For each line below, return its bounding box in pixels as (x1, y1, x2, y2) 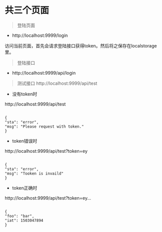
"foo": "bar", (5, 213, 35, 218)
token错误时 (12, 138, 37, 144)
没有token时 (12, 91, 37, 97)
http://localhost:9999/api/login (12, 70, 76, 76)
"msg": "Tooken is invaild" (5, 171, 64, 176)
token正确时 (12, 185, 37, 191)
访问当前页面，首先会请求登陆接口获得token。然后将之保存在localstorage (5, 42, 157, 48)
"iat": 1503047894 (5, 218, 43, 223)
